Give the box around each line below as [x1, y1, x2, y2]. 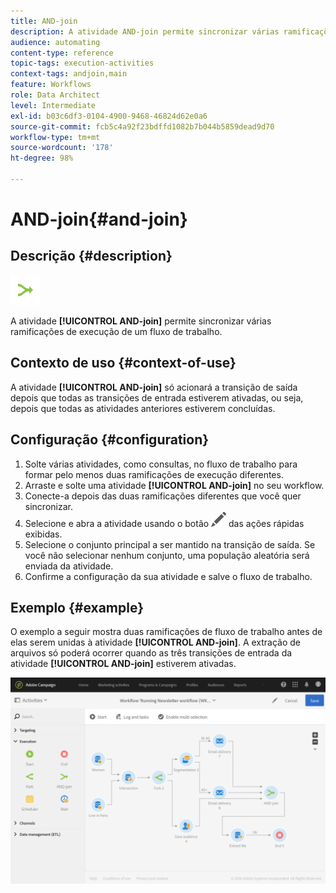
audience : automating [10, 37, 101, 47]
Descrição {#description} [10, 248, 173, 265]
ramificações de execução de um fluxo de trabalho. [10, 325, 223, 337]
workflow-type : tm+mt [10, 132, 101, 142]
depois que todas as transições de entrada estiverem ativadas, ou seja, [10, 391, 304, 404]
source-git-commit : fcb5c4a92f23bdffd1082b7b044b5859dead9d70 [10, 121, 275, 132]
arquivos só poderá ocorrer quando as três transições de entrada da [10, 647, 293, 659]
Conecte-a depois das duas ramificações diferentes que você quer [24, 490, 302, 502]
